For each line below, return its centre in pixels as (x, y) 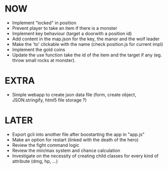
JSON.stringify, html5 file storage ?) (49, 100)
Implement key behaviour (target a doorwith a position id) (72, 33)
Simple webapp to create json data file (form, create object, (74, 94)
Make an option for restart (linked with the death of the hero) (75, 140)
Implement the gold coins (38, 49)
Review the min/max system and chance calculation (66, 150)
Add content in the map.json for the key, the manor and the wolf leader (86, 39)
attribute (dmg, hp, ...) (35, 161)
